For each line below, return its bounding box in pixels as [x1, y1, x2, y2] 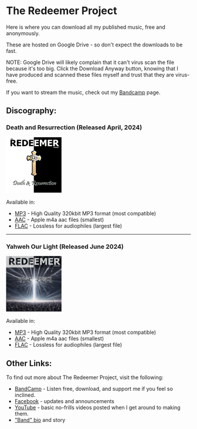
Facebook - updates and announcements [14, 398, 115, 405]
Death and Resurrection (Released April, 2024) [6, 123, 142, 131]
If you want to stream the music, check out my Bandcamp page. [6, 89, 161, 96]
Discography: [6, 106, 57, 116]
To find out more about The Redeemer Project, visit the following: [6, 374, 164, 381]
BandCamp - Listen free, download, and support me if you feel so [14, 386, 173, 393]
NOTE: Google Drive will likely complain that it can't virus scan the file [6, 59, 175, 66]
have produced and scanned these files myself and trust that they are [6, 71, 174, 78]
